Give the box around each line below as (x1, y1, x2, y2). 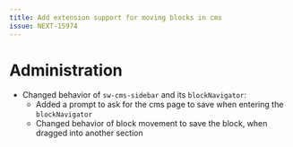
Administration (9, 60, 123, 81)
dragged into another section (35, 127, 143, 139)
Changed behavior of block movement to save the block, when (35, 118, 268, 129)
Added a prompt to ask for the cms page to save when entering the (35, 99, 284, 110)
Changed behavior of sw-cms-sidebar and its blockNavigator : (22, 90, 247, 100)
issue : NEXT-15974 (9, 22, 78, 30)
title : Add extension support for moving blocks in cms (9, 13, 222, 22)
